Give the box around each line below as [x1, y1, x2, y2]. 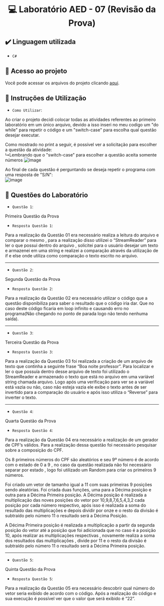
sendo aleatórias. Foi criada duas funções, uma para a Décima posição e [5, 487, 151, 493]
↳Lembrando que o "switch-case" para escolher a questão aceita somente [5, 152, 157, 157]
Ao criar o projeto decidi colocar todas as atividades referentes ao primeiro [5, 117, 156, 122]
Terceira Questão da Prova [5, 339, 59, 345]
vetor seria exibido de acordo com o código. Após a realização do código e [5, 590, 156, 596]
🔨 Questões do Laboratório [5, 191, 88, 199]
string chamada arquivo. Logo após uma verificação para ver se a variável [5, 379, 154, 385]
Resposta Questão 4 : [12, 428, 53, 433]
